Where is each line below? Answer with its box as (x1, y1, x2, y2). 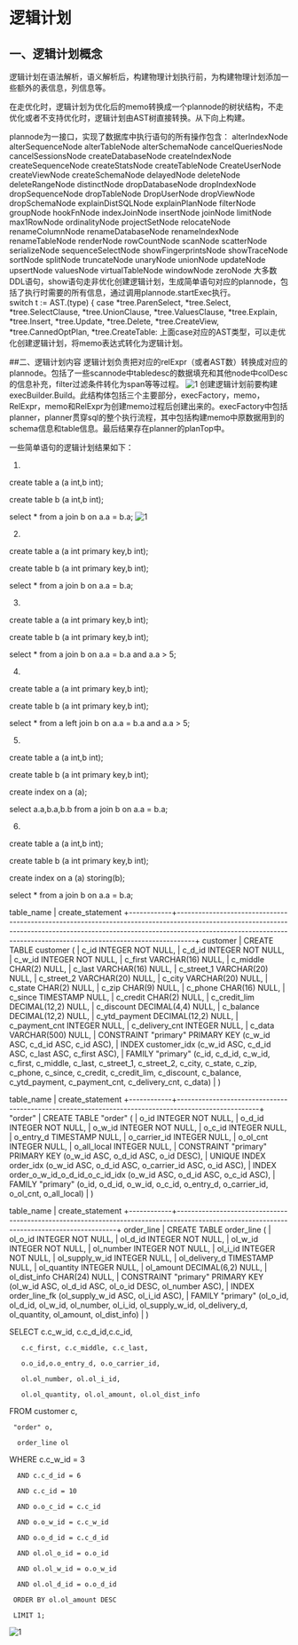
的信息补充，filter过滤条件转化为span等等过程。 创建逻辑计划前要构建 (9, 379, 278, 389)
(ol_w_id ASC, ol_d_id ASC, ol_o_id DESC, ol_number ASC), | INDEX (9, 1281, 255, 1292)
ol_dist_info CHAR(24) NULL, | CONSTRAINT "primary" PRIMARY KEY (9, 1271, 264, 1282)
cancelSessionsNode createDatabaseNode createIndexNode (9, 151, 232, 161)
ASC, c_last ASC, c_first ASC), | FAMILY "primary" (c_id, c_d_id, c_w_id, (9, 1048, 271, 1059)
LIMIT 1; (12, 1611, 46, 1620)
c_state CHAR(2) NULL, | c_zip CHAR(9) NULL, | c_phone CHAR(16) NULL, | (9, 983, 286, 993)
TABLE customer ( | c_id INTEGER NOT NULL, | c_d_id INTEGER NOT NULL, (9, 945, 286, 955)
